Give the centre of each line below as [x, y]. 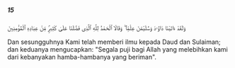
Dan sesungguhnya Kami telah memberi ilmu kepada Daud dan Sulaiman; [114, 42]
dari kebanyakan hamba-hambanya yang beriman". [82, 57]
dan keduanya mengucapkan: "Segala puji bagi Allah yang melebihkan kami [117, 49]
